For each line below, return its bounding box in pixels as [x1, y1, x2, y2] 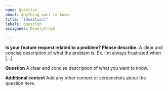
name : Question [5, 7, 37, 13]
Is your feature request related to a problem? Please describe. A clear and [5, 44, 163, 51]
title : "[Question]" [5, 17, 49, 22]
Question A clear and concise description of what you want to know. [5, 65, 148, 71]
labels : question [5, 21, 42, 27]
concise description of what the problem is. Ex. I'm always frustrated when [5, 50, 161, 56]
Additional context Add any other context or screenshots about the [5, 75, 146, 81]
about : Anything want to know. [5, 12, 71, 17]
